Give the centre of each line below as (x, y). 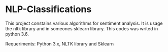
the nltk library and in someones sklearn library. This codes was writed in (82, 28)
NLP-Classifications (48, 9)
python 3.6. (17, 34)
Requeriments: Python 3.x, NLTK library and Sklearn (60, 43)
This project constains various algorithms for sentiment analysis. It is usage (84, 23)
